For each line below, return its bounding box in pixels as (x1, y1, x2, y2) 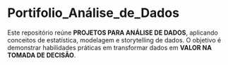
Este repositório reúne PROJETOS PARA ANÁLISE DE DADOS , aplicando (7, 28, 219, 37)
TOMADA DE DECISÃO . (7, 51, 76, 59)
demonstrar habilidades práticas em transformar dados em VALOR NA (7, 43, 212, 52)
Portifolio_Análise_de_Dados (7, 5, 180, 21)
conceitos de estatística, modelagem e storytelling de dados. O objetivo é (7, 35, 222, 44)
